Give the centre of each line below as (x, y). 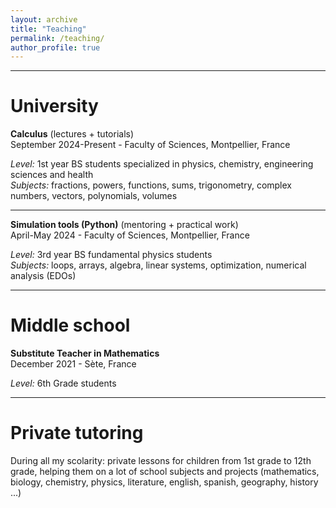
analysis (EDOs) (43, 276)
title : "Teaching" (48, 29)
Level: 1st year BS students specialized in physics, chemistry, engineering (162, 164)
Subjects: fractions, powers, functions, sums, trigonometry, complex (151, 185)
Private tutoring (77, 433)
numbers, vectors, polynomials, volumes (94, 196)
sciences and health (52, 175)
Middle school (70, 325)
